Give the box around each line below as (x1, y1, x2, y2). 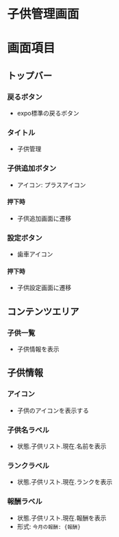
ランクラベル (7, 461, 50, 470)
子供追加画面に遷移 (16, 214, 72, 222)
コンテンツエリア (7, 305, 79, 317)
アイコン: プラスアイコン (16, 180, 87, 189)
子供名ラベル (7, 425, 50, 435)
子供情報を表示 (16, 345, 59, 353)
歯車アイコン (16, 250, 53, 259)
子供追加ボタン (7, 164, 57, 173)
